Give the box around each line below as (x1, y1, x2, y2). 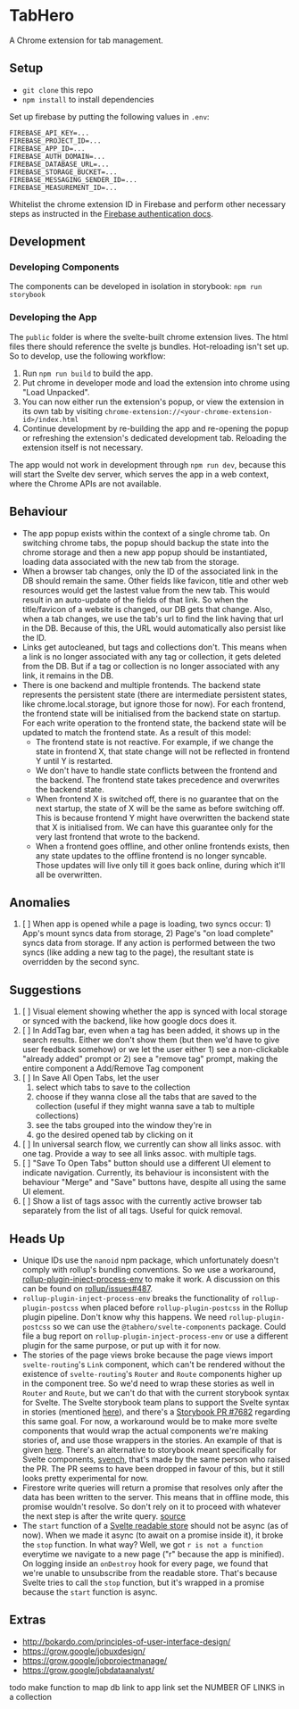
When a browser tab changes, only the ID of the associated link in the (21, 566, 278, 577)
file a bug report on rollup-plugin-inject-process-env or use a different (21, 1331, 288, 1341)
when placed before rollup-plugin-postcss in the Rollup (79, 1302, 288, 1313)
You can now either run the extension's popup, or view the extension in (21, 396, 285, 407)
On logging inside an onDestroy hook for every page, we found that (21, 1558, 269, 1569)
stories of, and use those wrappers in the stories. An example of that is (21, 1434, 283, 1446)
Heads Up (9, 1231, 65, 1246)
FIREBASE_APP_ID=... (9, 144, 87, 153)
